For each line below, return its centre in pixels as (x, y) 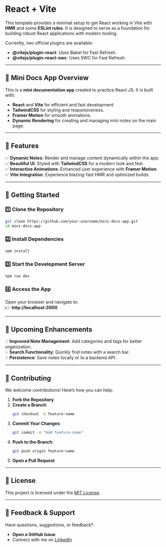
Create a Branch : (30, 405)
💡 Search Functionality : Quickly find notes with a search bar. (67, 352)
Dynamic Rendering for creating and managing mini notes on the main (84, 120)
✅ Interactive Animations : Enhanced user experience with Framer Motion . (82, 169)
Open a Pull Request (34, 460)
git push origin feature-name (43, 451)
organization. (19, 347)
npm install (17, 251)
